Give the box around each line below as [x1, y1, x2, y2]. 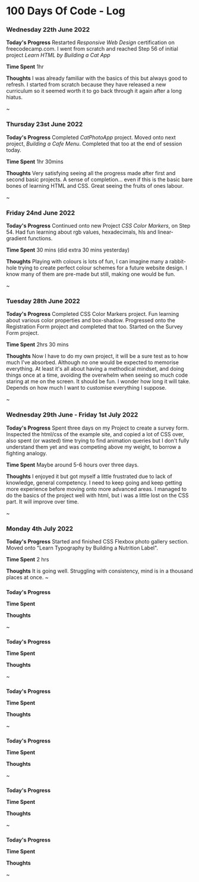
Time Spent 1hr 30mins [6, 158, 64, 165]
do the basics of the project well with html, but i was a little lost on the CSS [6, 492, 189, 499]
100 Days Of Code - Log [6, 4, 126, 18]
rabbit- [169, 258, 186, 265]
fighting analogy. [6, 449, 48, 456]
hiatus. [6, 94, 23, 101]
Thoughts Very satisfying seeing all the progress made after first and [6, 169, 176, 176]
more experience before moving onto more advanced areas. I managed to [6, 485, 187, 492]
